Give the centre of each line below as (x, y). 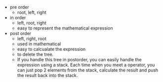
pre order (19, 7)
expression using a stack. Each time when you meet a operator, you (86, 65)
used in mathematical (39, 44)
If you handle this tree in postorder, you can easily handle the (79, 60)
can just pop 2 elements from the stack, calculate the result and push (88, 70)
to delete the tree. (35, 54)
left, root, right (32, 23)
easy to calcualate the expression (51, 49)
